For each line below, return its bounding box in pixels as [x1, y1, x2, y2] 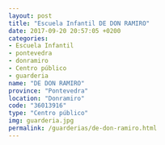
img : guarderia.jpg [8, 117, 74, 125]
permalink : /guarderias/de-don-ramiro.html [8, 124, 158, 132]
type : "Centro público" [8, 110, 89, 118]
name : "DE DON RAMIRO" [8, 79, 85, 87]
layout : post [8, 11, 53, 20]
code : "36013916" [8, 101, 67, 110]
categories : [8, 34, 49, 43]
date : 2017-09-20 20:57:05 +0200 [8, 27, 121, 35]
